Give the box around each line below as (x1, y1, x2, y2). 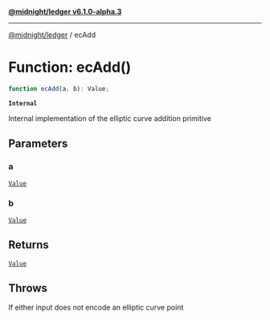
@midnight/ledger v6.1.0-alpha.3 (8, 7, 122, 16)
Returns (8, 238, 50, 252)
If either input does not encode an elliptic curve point (8, 302, 184, 313)
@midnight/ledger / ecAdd (8, 30, 96, 39)
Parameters (8, 137, 68, 151)
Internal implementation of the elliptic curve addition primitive (8, 113, 211, 123)
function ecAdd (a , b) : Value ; (8, 85, 110, 93)
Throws (8, 281, 48, 295)
